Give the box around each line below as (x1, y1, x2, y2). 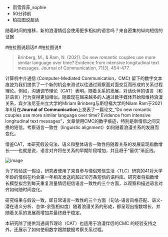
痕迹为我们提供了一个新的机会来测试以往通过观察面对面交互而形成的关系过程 (5, 81, 163, 87)
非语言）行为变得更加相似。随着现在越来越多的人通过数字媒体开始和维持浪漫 (5, 94, 163, 100)
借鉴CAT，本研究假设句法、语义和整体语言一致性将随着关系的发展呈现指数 (5, 141, 158, 147)
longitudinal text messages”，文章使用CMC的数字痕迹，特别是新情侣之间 (5, 118, 156, 124)
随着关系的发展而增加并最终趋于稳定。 (5, 209, 84, 215)
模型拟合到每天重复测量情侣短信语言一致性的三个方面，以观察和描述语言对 (9, 180, 163, 186)
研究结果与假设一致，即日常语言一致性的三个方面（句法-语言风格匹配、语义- (5, 197, 162, 203)
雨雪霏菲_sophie (12, 4, 46, 10)
